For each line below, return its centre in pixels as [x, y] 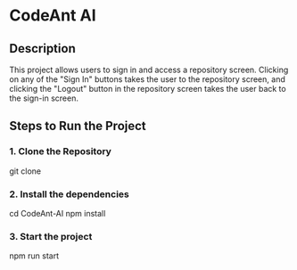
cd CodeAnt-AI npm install [58, 213]
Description [42, 49]
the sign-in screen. [44, 98]
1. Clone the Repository [60, 151]
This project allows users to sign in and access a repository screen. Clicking [149, 70]
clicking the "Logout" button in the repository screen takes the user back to [148, 89]
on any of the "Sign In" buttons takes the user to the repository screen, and [147, 79]
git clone [25, 171]
